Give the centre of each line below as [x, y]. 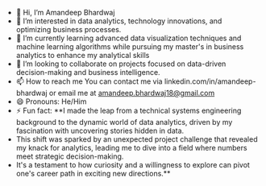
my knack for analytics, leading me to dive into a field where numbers [131, 148]
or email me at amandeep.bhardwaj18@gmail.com [132, 93]
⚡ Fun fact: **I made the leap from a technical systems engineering [129, 110]
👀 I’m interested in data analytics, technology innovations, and [119, 21]
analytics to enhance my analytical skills [83, 55]
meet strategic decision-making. [70, 156]
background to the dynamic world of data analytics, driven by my [124, 122]
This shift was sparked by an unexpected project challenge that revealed [137, 139]
